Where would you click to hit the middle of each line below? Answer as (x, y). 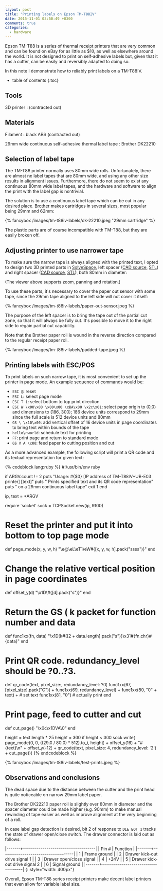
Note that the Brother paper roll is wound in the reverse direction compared (81, 335)
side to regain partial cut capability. (40, 326)
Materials (20, 123)
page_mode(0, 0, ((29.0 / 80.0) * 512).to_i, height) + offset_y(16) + (71, 743)
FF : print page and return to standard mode (55, 438)
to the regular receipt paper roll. (37, 340)
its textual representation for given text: (45, 458)
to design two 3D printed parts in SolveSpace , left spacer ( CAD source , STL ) (82, 267)
